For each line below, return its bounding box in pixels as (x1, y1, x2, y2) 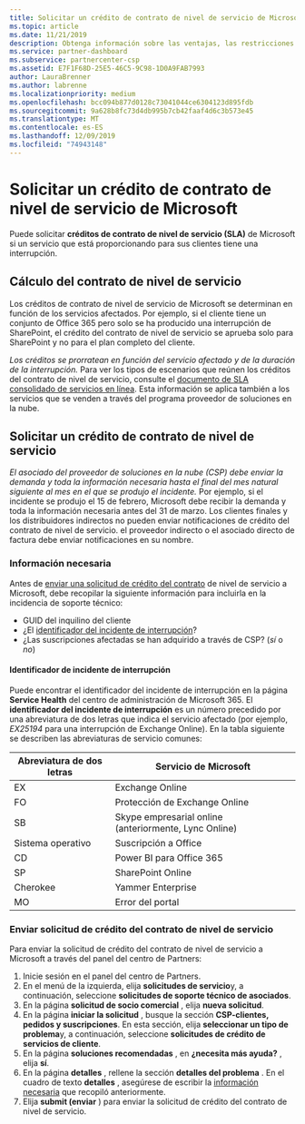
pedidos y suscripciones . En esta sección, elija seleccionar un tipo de (22, 1019, 289, 1030)
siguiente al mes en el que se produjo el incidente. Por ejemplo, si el (9, 487, 263, 498)
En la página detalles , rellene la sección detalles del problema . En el (22, 1068, 285, 1079)
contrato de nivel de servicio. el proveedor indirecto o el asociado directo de (9, 525, 295, 536)
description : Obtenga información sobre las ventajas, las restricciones (9, 38, 295, 48)
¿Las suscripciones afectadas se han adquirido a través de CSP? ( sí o (22, 634, 283, 645)
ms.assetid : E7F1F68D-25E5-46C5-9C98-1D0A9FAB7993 (9, 64, 205, 74)
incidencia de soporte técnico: (9, 597, 123, 608)
